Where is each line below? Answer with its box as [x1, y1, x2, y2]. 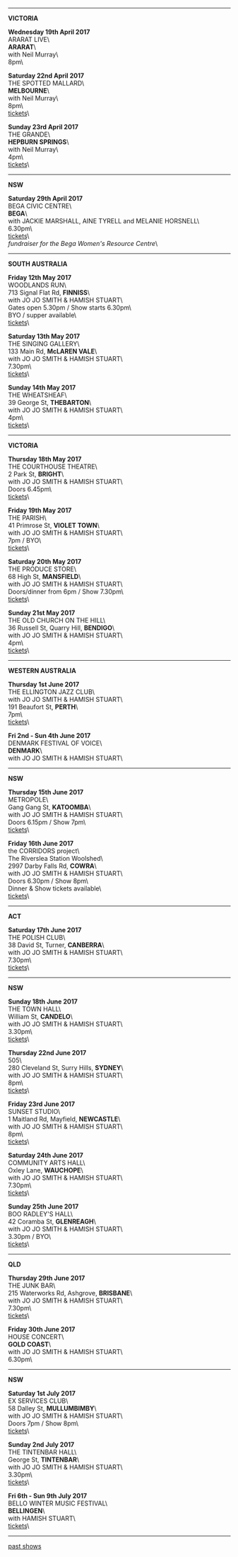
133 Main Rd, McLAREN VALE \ [8, 347, 97, 356]
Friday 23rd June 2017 [8, 1100, 76, 1108]
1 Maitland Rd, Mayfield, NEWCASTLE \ [8, 1115, 121, 1123]
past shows [8, 1542, 42, 1550]
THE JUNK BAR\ [8, 1281, 56, 1290]
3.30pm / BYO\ [8, 1233, 52, 1240]
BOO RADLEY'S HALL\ [8, 1210, 73, 1218]
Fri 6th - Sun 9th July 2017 [8, 1492, 88, 1500]
